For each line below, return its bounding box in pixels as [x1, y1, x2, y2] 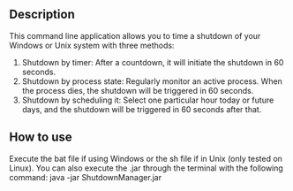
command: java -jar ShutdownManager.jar [9, 172, 162, 182]
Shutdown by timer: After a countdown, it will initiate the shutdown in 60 [21, 57, 284, 67]
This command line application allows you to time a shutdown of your [9, 30, 261, 41]
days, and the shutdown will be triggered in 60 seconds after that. [21, 103, 262, 114]
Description [9, 7, 75, 22]
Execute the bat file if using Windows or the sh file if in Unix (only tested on [9, 153, 282, 164]
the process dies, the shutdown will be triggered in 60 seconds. [21, 85, 254, 95]
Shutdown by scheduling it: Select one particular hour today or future [21, 95, 274, 105]
